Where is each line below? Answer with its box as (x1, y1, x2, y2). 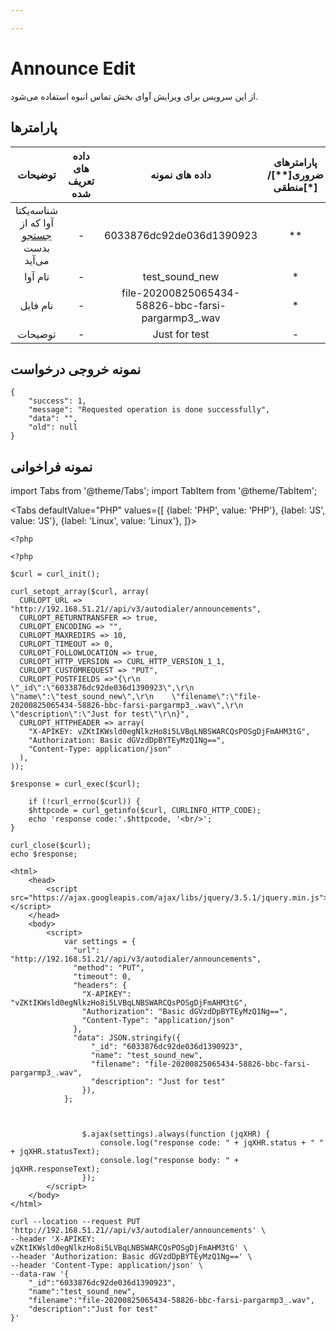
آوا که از (19, 216, 54, 230)
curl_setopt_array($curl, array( (10, 587, 150, 597)
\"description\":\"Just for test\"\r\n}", (10, 709, 190, 720)
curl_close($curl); (10, 841, 92, 851)
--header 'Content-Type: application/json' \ (10, 1261, 203, 1271)
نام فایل (19, 298, 54, 312)
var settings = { (63, 937, 137, 947)
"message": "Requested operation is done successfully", (28, 405, 271, 415)
